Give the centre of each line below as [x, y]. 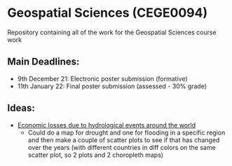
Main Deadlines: [43, 62]
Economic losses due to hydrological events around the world [107, 125]
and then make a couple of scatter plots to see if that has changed [124, 140]
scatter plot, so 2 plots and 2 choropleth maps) [95, 155]
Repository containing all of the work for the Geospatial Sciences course [112, 32]
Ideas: [21, 108]
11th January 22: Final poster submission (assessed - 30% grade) [112, 86]
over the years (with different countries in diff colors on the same [122, 147]
